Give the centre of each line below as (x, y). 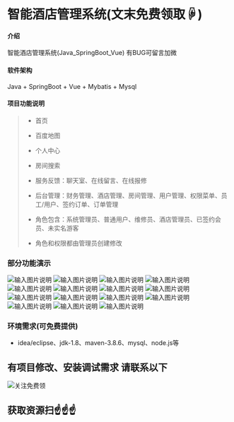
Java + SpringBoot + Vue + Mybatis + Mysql (72, 86)
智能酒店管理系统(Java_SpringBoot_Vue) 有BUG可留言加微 (92, 53)
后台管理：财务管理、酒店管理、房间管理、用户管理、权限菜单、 (128, 195)
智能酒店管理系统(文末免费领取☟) (105, 14)
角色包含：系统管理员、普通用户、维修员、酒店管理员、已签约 (125, 219)
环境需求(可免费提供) (43, 327)
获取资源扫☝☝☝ (42, 410)
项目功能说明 (26, 104)
